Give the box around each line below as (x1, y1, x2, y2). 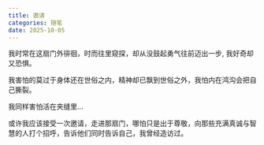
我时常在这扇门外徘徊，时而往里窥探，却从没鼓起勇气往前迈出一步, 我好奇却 (8, 49, 254, 58)
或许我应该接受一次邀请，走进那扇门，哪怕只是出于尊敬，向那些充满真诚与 (8, 119, 250, 128)
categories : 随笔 (8, 19, 63, 27)
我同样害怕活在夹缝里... (8, 102, 84, 111)
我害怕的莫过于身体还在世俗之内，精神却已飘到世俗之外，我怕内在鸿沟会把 (8, 76, 250, 85)
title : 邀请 (8, 11, 45, 20)
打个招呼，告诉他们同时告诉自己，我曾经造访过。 (28, 128, 188, 138)
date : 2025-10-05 (8, 26, 65, 34)
